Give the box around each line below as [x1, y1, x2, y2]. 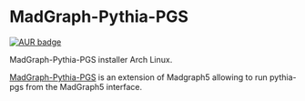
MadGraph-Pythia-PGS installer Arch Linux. [9, 54, 173, 65]
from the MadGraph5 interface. [25, 81, 143, 92]
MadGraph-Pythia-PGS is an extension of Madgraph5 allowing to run [9, 71, 269, 83]
